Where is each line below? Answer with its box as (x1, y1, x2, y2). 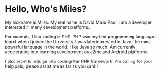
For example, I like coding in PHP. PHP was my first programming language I (5, 34, 157, 39)
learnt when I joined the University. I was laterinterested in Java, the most (5, 38, 151, 44)
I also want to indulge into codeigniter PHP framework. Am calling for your (5, 58, 153, 64)
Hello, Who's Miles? (5, 3, 87, 14)
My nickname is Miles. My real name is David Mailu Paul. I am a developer (5, 19, 152, 25)
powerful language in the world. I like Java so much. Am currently (5, 44, 136, 49)
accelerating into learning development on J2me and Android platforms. (5, 49, 148, 55)
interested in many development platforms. (5, 24, 90, 30)
